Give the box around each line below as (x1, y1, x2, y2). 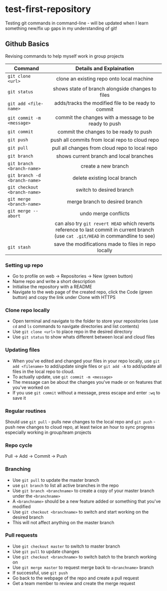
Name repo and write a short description (12, 279, 96, 285)
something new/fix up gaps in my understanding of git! (5, 25, 118, 31)
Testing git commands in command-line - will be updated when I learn (5, 20, 149, 26)
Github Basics (5, 40, 50, 48)
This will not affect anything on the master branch (12, 519, 114, 525)
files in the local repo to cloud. (12, 368, 75, 374)
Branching (5, 466, 31, 473)
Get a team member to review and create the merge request (12, 580, 136, 586)
